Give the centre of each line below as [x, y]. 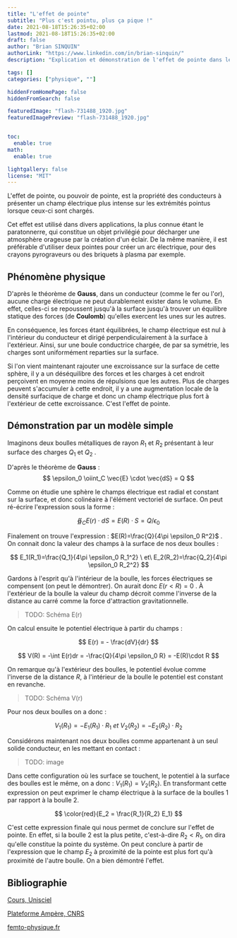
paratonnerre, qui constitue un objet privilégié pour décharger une [103, 232]
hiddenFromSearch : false [44, 99]
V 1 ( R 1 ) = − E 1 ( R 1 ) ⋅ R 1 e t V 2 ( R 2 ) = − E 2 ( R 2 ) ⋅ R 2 [119, 726]
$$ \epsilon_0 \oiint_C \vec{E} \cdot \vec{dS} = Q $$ [119, 478]
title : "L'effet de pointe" [49, 14]
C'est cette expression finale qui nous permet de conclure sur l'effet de [111, 827]
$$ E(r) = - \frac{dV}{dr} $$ [119, 642]
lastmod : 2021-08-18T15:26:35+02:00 [61, 34]
